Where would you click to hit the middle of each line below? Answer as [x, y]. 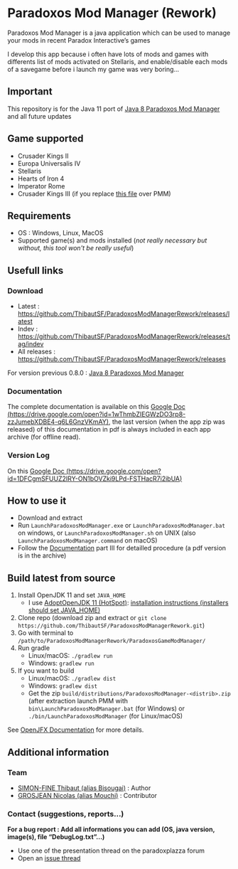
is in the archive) [42, 555]
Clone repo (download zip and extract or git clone [92, 618]
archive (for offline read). [44, 437]
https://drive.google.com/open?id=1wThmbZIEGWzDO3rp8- [98, 415]
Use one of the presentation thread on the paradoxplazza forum [111, 851]
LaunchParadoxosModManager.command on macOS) [87, 540]
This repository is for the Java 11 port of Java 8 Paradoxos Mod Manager [114, 109]
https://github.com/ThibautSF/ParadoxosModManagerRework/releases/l [124, 314]
